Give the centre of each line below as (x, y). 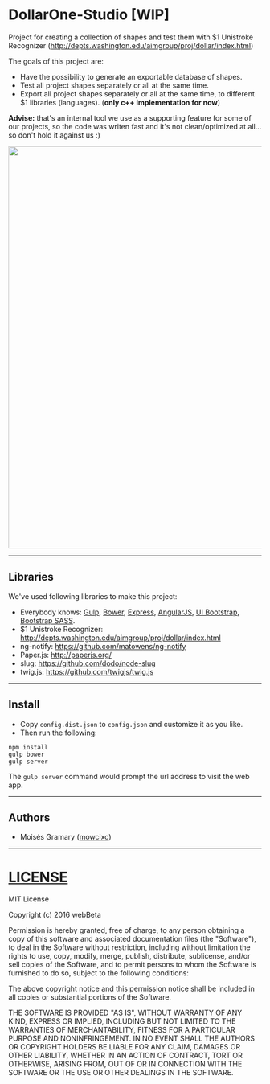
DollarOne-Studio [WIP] (89, 15)
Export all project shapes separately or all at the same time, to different (137, 93)
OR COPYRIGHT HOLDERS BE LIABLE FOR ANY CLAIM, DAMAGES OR (125, 1047)
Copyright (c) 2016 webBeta (55, 915)
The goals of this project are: (56, 61)
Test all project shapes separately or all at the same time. (114, 85)
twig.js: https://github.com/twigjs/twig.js (87, 671)
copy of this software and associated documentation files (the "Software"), (133, 939)
